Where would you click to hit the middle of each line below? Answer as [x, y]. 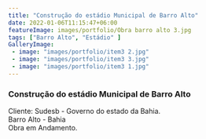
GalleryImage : [31, 45]
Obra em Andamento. [43, 128]
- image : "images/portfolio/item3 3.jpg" [80, 60]
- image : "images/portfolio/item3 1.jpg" [80, 67]
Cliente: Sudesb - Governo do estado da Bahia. [85, 112]
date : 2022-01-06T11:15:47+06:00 [63, 23]
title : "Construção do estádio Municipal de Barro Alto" [103, 15]
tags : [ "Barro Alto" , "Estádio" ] [65, 37]
